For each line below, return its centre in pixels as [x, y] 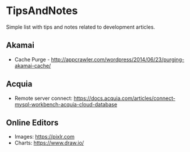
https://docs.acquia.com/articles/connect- [125, 98]
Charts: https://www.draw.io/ [49, 143]
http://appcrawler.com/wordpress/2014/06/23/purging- [118, 59]
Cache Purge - [32, 59]
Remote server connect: [43, 98]
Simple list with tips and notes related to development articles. [81, 27]
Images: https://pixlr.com [44, 137]
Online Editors [32, 122]
